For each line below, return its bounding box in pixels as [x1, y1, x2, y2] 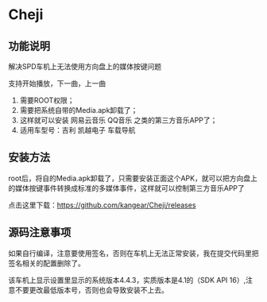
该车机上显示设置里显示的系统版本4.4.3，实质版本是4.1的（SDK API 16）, [8, 275, 246, 285]
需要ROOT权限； [19, 95, 75, 105]
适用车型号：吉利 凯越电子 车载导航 [19, 126, 136, 134]
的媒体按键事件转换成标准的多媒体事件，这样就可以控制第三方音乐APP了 [8, 183, 245, 192]
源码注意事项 [8, 226, 72, 239]
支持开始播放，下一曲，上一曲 [8, 79, 106, 88]
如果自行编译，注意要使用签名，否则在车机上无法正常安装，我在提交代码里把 [8, 248, 259, 257]
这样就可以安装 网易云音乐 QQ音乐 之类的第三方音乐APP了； [19, 115, 218, 125]
